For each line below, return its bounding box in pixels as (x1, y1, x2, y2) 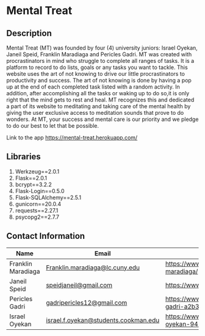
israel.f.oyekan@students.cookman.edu (45, 316, 160, 324)
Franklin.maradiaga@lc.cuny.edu (45, 263, 140, 272)
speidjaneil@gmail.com (45, 280, 113, 289)
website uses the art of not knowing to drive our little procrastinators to (6, 70, 185, 77)
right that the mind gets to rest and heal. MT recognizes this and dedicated (6, 96, 195, 103)
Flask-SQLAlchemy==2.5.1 (15, 194, 82, 201)
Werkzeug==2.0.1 (15, 167, 60, 175)
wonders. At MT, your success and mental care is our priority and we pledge (6, 115, 199, 123)
